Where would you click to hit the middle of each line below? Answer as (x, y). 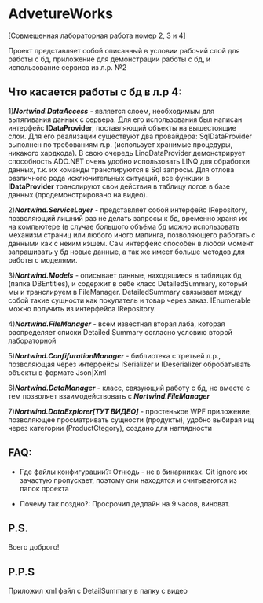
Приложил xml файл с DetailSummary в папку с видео (98, 591)
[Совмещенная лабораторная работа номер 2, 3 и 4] (97, 35)
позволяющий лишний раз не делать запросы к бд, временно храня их (128, 218)
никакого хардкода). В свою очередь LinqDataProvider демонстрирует (127, 153)
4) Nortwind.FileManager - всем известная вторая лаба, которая (117, 324)
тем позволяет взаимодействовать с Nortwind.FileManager (109, 396)
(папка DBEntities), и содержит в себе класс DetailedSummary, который (128, 283)
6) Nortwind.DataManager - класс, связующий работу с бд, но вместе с (129, 388)
